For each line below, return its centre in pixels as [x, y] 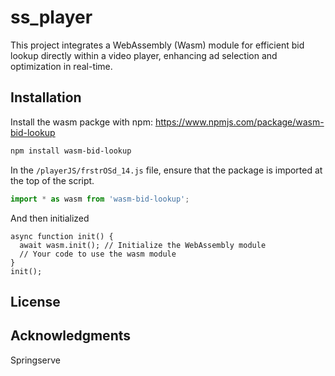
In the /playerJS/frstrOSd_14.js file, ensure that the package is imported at [166, 170]
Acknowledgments [71, 336]
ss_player [51, 17]
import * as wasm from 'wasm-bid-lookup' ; [100, 199]
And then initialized [50, 218]
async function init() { [62, 236]
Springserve [36, 360]
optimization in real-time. [61, 66]
